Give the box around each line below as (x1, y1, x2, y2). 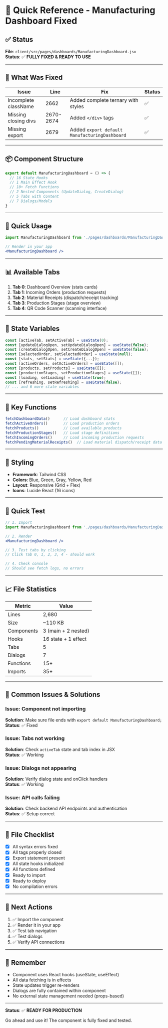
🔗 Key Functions (5, 403, 56, 411)
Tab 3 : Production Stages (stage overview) (12, 300, 101, 306)
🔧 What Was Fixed (5, 73, 63, 82)
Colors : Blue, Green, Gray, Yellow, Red (12, 477, 91, 483)
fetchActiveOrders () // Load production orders (5, 421, 120, 426)
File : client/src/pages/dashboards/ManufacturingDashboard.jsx (5, 49, 136, 54)
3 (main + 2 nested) (42, 627, 90, 634)
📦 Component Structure (5, 155, 83, 164)
